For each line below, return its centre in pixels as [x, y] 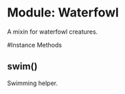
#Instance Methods [35, 45]
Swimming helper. [33, 83]
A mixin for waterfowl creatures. [53, 32]
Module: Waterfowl [63, 13]
